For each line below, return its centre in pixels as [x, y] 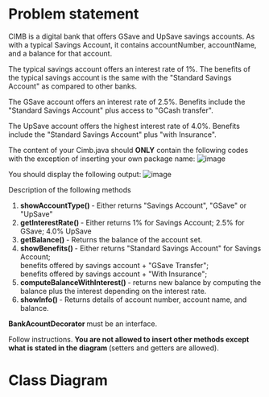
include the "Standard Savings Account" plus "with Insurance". [113, 134]
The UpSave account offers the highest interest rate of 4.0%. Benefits [124, 126]
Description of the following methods [70, 189]
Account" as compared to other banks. [73, 86]
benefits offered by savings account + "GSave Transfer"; [114, 265]
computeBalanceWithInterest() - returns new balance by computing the [141, 282]
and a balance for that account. [60, 53]
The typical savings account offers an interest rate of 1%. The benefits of [130, 68]
